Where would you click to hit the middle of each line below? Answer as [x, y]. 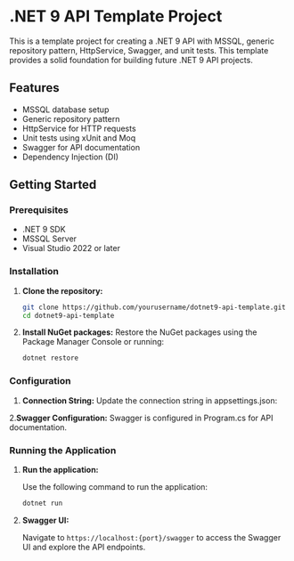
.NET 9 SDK [44, 230]
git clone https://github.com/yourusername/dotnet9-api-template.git [154, 307]
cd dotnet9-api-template [68, 315]
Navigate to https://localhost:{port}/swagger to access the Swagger [151, 537]
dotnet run [42, 503]
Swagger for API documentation [81, 147]
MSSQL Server [49, 239]
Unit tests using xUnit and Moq [79, 138]
